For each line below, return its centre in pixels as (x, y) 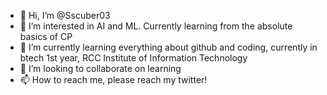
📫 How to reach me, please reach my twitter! (113, 79)
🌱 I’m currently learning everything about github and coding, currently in (168, 47)
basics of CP (46, 36)
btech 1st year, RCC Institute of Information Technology (133, 58)
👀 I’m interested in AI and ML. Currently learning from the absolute (156, 26)
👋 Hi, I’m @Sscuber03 (65, 15)
